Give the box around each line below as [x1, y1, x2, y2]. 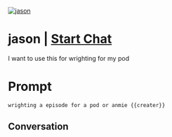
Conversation [8, 121, 69, 133]
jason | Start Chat [8, 31, 112, 47]
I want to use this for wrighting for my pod [8, 54, 129, 62]
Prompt [8, 79, 52, 94]
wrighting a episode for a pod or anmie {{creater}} [8, 101, 166, 108]
